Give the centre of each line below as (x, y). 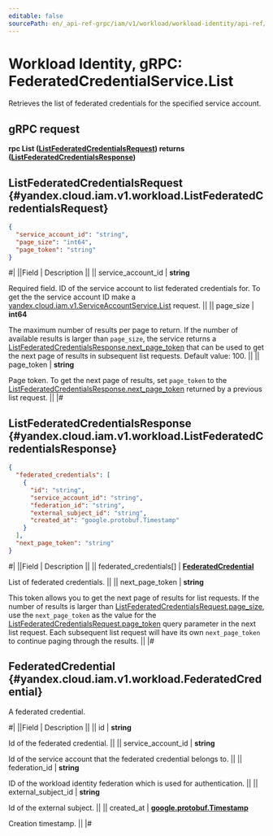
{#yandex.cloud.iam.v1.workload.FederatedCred (135, 679)
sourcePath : (28, 24)
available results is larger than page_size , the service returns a (113, 339)
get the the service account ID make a (72, 297)
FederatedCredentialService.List (121, 81)
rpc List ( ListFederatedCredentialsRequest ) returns (97, 149)
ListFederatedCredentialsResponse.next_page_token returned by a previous (135, 389)
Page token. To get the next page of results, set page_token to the (118, 381)
